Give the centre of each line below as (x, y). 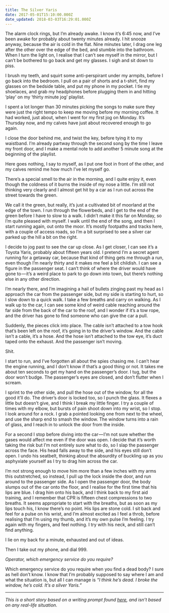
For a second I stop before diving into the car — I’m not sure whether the (80, 434)
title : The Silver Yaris (31, 10)
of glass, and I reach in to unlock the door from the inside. (65, 425)
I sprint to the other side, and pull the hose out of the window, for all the (79, 392)
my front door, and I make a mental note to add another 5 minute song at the (84, 149)
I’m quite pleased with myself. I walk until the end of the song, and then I (80, 221)
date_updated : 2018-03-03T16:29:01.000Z (48, 19)
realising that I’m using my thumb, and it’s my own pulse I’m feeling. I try (80, 519)
